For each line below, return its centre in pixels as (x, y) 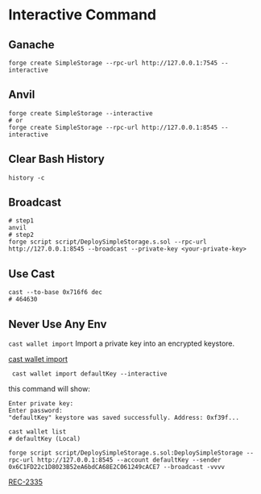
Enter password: (35, 411)
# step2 (21, 235)
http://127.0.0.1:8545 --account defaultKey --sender (129, 460)
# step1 (21, 221)
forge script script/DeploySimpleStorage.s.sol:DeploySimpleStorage (126, 453)
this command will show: (50, 389)
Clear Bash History (56, 159)
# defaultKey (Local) (45, 439)
